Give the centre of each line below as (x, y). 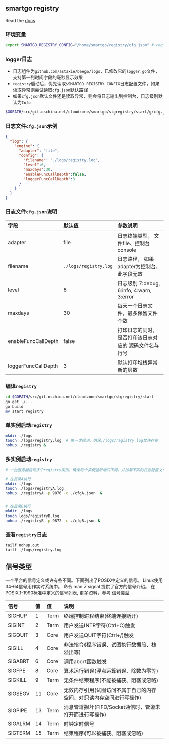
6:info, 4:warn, (135, 290)
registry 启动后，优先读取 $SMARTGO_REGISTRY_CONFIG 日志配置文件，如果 (86, 84)
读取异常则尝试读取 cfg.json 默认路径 (50, 90)
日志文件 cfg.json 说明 (31, 211)
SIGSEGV (19, 693)
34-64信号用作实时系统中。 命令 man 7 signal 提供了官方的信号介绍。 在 (80, 586)
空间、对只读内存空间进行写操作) (103, 697)
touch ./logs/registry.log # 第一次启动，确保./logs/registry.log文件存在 (82, 440)
